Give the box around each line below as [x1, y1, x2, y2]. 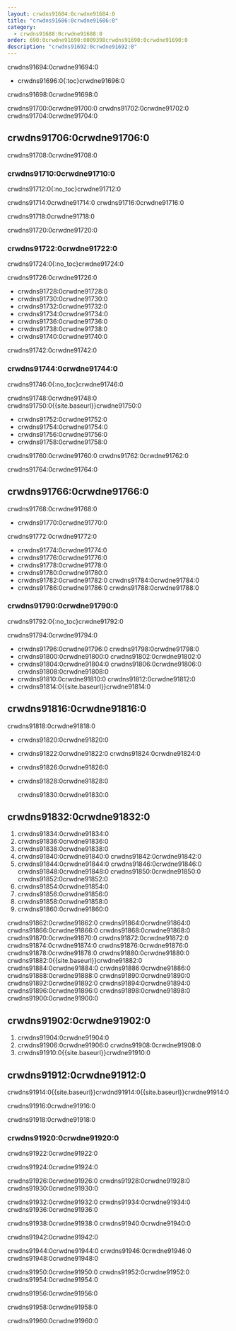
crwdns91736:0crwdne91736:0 [17, 317, 108, 326]
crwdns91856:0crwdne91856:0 [17, 890, 108, 898]
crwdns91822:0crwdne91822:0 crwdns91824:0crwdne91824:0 [17, 749, 201, 757]
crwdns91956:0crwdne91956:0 [7, 1289, 98, 1298]
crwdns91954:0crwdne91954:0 [7, 1276, 98, 1284]
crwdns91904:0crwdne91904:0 [17, 1033, 110, 1042]
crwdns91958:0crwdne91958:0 [7, 1303, 98, 1312]
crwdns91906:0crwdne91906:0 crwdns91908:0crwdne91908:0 [17, 1041, 201, 1049]
